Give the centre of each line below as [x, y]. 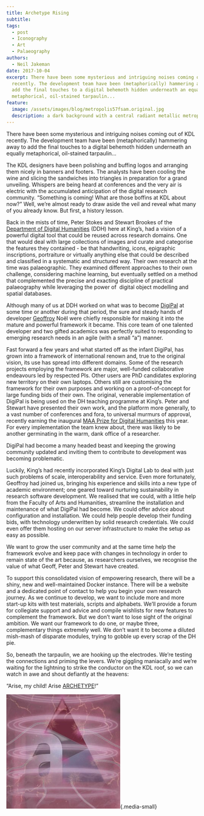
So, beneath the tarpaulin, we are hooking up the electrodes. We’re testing [99, 655]
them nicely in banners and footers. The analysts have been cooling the [96, 171]
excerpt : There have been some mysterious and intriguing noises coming [100, 77]
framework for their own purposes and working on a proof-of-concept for [98, 388]
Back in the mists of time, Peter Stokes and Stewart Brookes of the [90, 222]
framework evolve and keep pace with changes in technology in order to [97, 553]
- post [20, 32]
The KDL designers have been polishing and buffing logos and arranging [97, 165]
